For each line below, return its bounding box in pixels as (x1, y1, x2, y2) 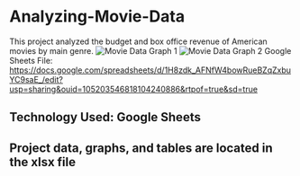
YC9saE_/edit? (9, 74, 63, 84)
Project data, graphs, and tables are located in (9, 140, 273, 155)
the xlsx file (9, 154, 77, 170)
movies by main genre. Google (9, 45, 292, 56)
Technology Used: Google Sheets (9, 110, 201, 125)
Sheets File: (9, 55, 53, 66)
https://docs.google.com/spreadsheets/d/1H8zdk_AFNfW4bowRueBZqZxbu (9, 65, 291, 75)
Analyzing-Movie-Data (9, 6, 186, 27)
